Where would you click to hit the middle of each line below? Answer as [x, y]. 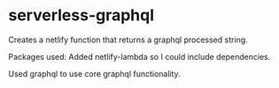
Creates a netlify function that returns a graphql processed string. [128, 40]
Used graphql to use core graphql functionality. [94, 73]
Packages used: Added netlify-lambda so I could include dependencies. [139, 56]
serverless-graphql [81, 15]
